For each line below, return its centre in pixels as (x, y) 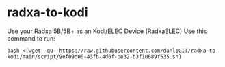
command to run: (31, 38)
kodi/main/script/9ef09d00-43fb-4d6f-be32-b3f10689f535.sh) (95, 57)
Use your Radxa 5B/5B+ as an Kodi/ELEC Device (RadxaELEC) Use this (107, 31)
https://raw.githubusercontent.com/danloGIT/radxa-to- (139, 51)
